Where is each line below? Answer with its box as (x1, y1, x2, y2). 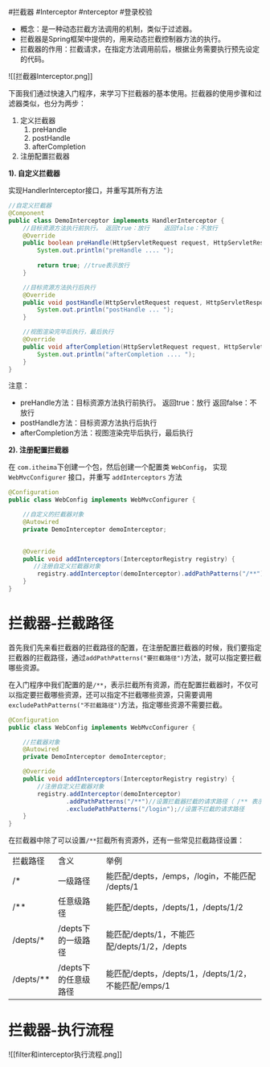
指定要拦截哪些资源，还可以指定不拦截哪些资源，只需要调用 (14, 690, 213, 699)
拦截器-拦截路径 (8, 615, 114, 633)
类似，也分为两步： (22, 99, 86, 108)
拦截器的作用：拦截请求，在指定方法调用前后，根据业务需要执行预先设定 (19, 44, 260, 54)
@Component (8, 208, 45, 217)
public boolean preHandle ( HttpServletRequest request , (22, 239, 211, 247)
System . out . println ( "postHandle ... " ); (37, 306, 174, 314)
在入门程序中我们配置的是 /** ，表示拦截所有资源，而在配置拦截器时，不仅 (8, 679, 252, 690)
